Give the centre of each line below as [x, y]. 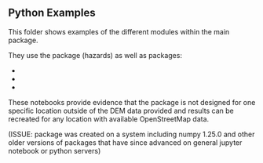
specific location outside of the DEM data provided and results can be [121, 110]
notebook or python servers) [55, 150]
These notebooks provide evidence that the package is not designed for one [132, 102]
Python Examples [52, 13]
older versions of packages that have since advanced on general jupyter [125, 142]
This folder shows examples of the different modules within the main [119, 31]
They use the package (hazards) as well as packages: [95, 55]
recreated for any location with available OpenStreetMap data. [109, 119]
